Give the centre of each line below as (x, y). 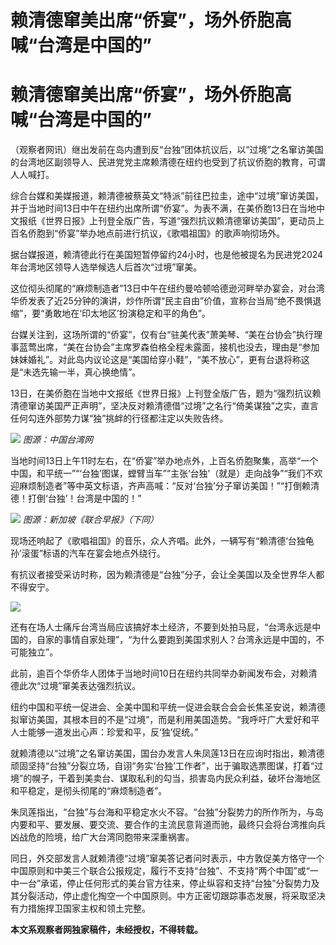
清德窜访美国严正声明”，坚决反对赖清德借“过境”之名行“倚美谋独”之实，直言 (164, 406)
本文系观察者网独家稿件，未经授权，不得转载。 (106, 930)
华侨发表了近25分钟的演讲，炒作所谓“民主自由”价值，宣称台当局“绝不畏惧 (161, 301)
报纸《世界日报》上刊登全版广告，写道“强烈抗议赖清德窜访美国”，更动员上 (171, 221)
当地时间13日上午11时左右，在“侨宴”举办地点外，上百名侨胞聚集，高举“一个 (164, 461)
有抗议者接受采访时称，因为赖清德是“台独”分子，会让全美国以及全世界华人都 (167, 575)
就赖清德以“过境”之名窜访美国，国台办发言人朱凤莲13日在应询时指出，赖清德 (167, 753)
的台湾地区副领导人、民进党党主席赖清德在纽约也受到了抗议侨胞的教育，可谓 (168, 162)
